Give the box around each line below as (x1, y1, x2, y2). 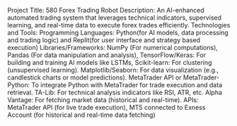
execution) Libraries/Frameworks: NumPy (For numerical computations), (7, 44, 218, 51)
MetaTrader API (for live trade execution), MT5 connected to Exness (7, 103, 206, 111)
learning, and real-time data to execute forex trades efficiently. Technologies (7, 21, 231, 29)
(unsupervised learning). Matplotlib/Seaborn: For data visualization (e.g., (7, 66, 219, 74)
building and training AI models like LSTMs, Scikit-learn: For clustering (7, 58, 212, 66)
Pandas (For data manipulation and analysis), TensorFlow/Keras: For (7, 51, 207, 59)
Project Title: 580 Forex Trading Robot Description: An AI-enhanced (7, 6, 205, 14)
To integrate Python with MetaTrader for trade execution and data (31, 81, 223, 89)
